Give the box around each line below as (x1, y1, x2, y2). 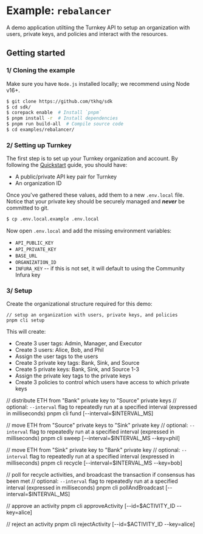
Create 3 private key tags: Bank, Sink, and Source (15, 359, 140, 367)
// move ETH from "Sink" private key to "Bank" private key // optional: (6, 446, 181, 454)
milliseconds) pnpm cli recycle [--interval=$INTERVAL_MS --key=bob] (6, 459, 182, 466)
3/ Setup (6, 286, 32, 295)
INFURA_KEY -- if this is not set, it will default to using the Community (15, 265, 185, 272)
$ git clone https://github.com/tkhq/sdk (6, 98, 113, 104)
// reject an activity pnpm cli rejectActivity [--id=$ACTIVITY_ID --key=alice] (6, 521, 196, 528)
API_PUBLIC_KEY (15, 240, 54, 247)
